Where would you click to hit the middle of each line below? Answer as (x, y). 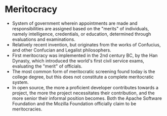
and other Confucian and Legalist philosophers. (62, 50)
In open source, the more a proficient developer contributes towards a (85, 87)
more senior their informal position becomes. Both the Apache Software (87, 98)
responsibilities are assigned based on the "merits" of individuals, (80, 28)
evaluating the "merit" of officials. (47, 66)
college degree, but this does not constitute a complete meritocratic (83, 77)
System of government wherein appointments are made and (75, 23)
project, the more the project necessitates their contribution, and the (83, 93)
